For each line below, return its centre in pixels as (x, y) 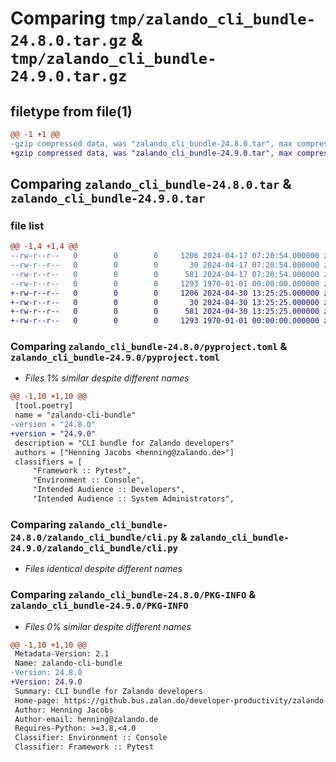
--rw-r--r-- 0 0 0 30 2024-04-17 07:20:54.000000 (165, 265)
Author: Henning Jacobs (64, 710)
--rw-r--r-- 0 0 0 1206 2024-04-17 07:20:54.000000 (165, 256)
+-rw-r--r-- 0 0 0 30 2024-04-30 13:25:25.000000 (165, 302)
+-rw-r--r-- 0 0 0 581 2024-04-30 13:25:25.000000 (165, 312)
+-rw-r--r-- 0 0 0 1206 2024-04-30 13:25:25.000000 (165, 293)
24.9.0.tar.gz (69, 76)
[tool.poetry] (44, 406)
